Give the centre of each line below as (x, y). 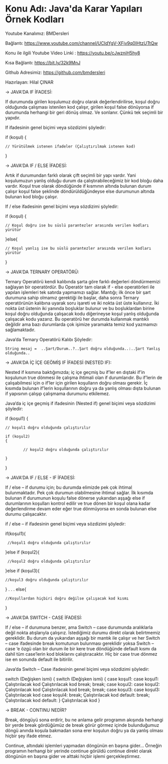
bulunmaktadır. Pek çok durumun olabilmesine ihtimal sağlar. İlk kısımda (79, 492)
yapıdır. (13, 118)
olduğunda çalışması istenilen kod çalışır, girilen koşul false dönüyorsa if (79, 107)
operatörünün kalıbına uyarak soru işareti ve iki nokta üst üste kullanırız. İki (82, 303)
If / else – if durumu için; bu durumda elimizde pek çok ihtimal (69, 487)
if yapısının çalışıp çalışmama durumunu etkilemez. (58, 394)
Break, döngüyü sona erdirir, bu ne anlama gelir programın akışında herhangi (84, 720)
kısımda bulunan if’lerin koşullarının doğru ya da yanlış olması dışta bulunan (83, 388)
